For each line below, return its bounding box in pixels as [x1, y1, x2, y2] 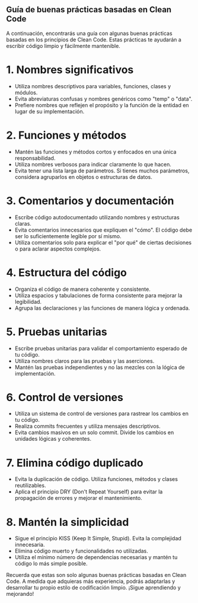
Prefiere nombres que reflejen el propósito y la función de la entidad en [14, 101, 189, 108]
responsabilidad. [14, 154, 56, 162]
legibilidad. [14, 298, 42, 305]
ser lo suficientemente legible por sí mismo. [14, 232, 122, 239]
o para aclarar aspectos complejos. [14, 245, 101, 252]
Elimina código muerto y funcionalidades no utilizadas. [14, 547, 148, 554]
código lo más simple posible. [14, 560, 88, 567]
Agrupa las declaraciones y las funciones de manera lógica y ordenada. [14, 304, 190, 312]
